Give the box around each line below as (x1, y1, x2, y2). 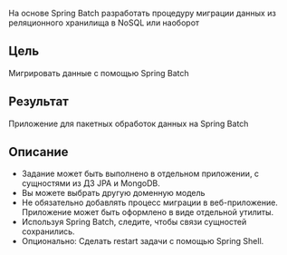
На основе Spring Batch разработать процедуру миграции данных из (8, 8, 277, 18)
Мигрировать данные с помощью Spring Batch (8, 67, 189, 78)
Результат (8, 94, 70, 110)
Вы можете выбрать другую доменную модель (21, 188, 206, 199)
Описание (8, 144, 69, 160)
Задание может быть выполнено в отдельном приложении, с (21, 168, 260, 180)
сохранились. (21, 226, 75, 237)
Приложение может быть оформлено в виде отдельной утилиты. (21, 207, 274, 218)
